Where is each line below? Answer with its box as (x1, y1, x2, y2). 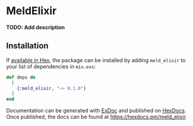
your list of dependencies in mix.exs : (6, 63, 96, 70)
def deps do (6, 74, 36, 80)
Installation (6, 41, 49, 51)
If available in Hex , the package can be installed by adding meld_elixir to (6, 56, 186, 63)
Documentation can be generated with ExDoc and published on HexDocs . (6, 107, 186, 114)
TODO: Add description (6, 24, 65, 31)
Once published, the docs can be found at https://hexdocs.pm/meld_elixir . (6, 114, 187, 121)
